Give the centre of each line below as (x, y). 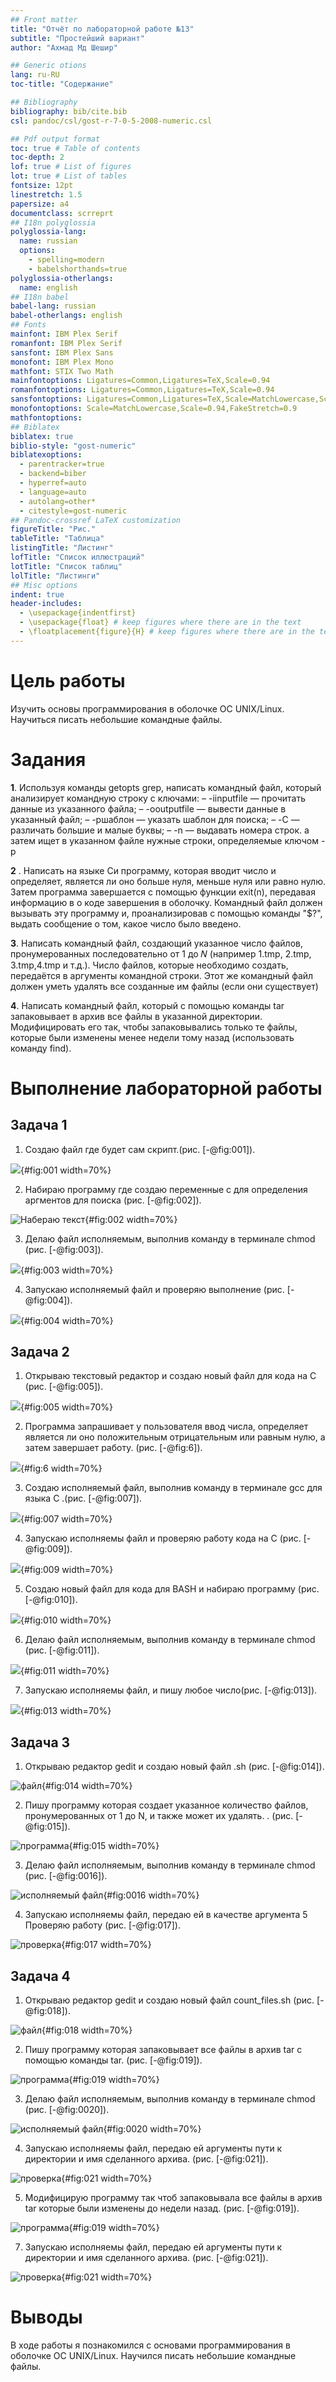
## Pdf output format (55, 139)
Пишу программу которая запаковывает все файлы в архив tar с (163, 2050)
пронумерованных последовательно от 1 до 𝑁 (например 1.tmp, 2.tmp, (161, 953)
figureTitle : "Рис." (53, 529)
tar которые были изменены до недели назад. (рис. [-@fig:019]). (162, 2208)
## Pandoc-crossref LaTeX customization (96, 520)
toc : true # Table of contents (75, 148)
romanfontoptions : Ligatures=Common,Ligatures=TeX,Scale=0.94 (142, 390)
